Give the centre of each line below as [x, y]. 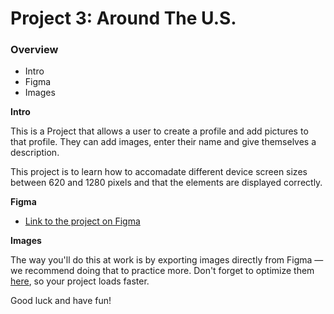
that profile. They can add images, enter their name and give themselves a [163, 142]
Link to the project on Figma [82, 221]
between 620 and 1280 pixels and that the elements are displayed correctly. [166, 183]
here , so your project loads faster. [80, 281]
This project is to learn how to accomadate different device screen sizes [159, 172]
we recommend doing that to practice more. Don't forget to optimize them [162, 271]
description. [35, 153]
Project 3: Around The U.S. [123, 18]
